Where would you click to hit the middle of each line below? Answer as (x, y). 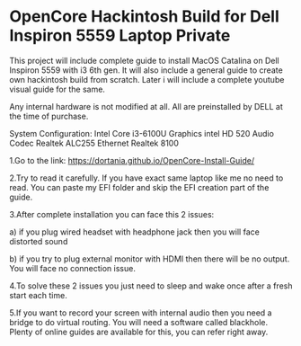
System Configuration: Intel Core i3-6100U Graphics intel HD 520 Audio (142, 133)
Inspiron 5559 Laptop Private (120, 35)
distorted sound (39, 241)
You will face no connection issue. (73, 268)
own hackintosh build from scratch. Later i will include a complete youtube (147, 79)
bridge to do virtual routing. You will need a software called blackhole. (139, 322)
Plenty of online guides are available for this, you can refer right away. (139, 332)
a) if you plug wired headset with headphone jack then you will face (135, 232)
